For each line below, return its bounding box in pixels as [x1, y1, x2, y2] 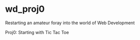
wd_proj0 [5, 3, 45, 15]
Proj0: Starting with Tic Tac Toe [5, 29, 69, 35]
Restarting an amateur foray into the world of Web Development [5, 20, 135, 26]
